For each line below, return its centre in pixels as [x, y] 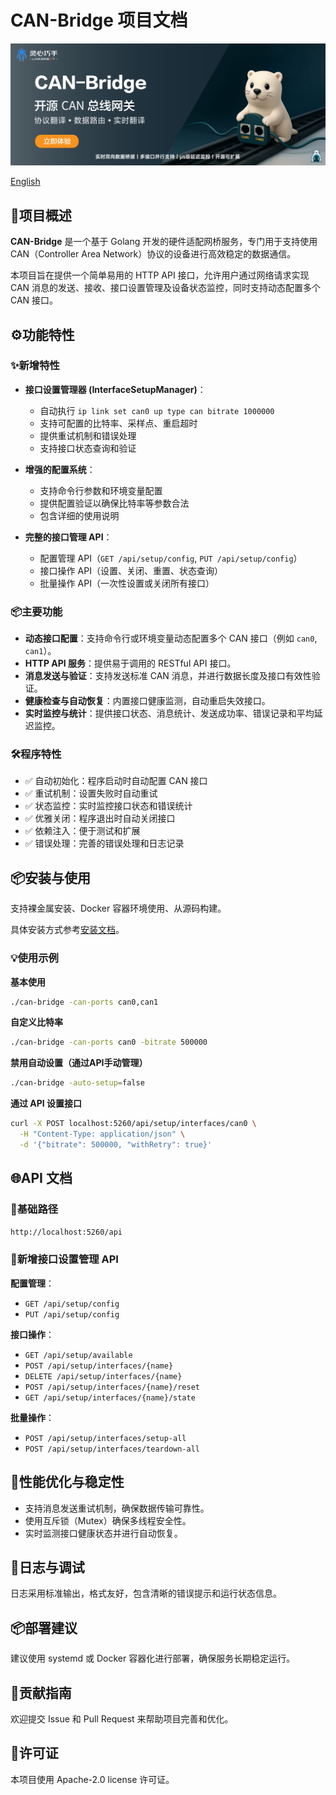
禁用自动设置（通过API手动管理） [79, 1063]
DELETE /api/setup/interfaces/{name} [103, 1376]
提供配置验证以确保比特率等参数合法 [114, 503]
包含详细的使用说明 [79, 515]
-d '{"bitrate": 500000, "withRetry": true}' [116, 1144]
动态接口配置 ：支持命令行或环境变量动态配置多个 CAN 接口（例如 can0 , [171, 638]
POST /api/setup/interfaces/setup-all [105, 1438]
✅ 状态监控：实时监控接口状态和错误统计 [108, 806]
